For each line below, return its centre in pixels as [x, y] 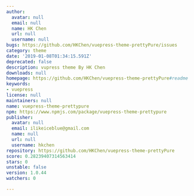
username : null [30, 39]
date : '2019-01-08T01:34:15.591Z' [49, 56]
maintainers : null [29, 100]
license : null [24, 95]
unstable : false [26, 167]
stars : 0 [17, 162]
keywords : [19, 84]
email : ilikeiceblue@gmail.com [50, 128]
